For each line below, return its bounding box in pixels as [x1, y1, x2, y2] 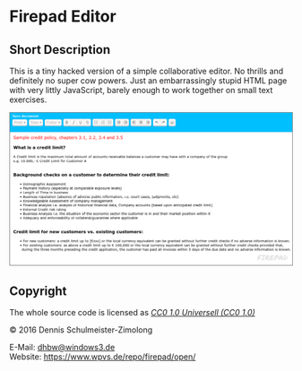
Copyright [9, 283, 67, 298]
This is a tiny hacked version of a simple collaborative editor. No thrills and [9, 65, 284, 76]
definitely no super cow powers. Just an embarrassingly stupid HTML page [9, 75, 288, 86]
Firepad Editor [9, 6, 116, 27]
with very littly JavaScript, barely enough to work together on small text [9, 85, 273, 95]
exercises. [9, 94, 47, 105]
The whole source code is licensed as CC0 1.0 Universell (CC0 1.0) [9, 306, 255, 317]
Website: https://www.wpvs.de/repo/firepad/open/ [9, 351, 196, 362]
